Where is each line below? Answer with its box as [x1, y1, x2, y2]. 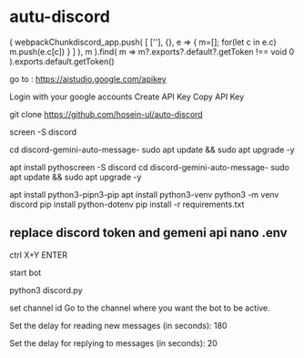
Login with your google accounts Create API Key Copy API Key [9, 91, 245, 102]
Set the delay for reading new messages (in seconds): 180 [9, 320, 228, 331]
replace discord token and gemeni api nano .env [9, 225, 289, 240]
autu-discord [9, 6, 111, 27]
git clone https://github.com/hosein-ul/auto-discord [9, 108, 203, 119]
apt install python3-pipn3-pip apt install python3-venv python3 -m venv [9, 189, 279, 199]
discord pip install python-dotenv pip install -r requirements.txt [9, 199, 245, 210]
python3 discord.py [9, 284, 84, 295]
